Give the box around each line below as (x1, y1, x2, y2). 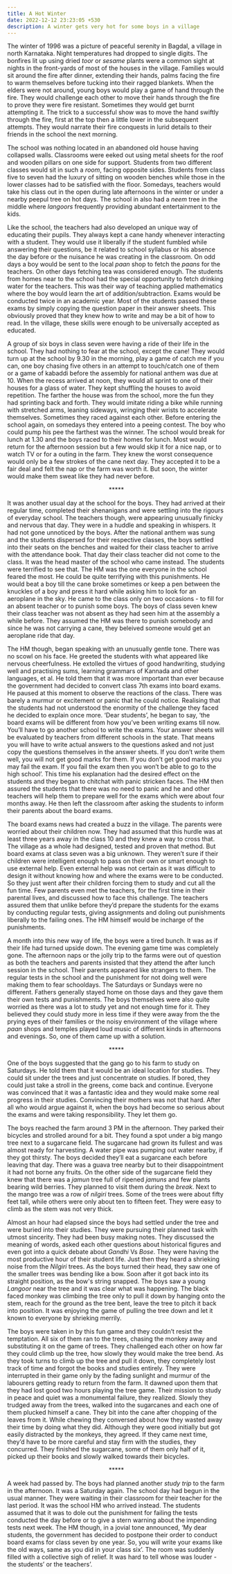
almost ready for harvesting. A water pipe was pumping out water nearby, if (7, 1146, 223, 1154)
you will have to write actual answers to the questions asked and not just (7, 740, 215, 749)
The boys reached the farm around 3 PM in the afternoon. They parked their (7, 1124, 224, 1132)
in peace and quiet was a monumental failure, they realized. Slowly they (7, 1393, 212, 1402)
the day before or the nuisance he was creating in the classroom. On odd (7, 253, 216, 261)
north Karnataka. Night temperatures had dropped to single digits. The (7, 49, 208, 57)
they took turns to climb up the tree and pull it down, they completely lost (7, 1357, 216, 1365)
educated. (7, 326, 37, 334)
